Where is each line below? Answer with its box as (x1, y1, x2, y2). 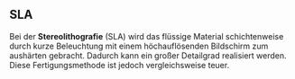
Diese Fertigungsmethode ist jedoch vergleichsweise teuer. (9, 59, 230, 70)
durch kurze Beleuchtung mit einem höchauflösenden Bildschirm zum (9, 40, 269, 51)
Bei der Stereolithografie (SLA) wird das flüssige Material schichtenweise (9, 31, 284, 41)
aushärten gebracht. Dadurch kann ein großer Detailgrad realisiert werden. (9, 49, 287, 61)
